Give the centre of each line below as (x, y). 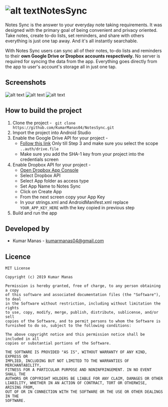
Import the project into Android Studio (52, 132)
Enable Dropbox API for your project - (52, 164)
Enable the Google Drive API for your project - (60, 138)
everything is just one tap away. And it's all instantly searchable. (72, 41)
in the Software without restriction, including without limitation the (83, 304)
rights (12, 308)
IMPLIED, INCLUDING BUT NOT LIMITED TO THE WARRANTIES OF (67, 361)
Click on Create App (41, 191)
